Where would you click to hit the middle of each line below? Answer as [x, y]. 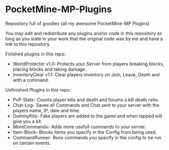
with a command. [31, 80]
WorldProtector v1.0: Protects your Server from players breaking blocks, [88, 64]
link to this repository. [28, 44]
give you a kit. [27, 121]
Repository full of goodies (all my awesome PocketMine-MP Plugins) [77, 23]
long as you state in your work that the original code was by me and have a [84, 39]
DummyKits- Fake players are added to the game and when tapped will [87, 116]
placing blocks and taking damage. [50, 69]
